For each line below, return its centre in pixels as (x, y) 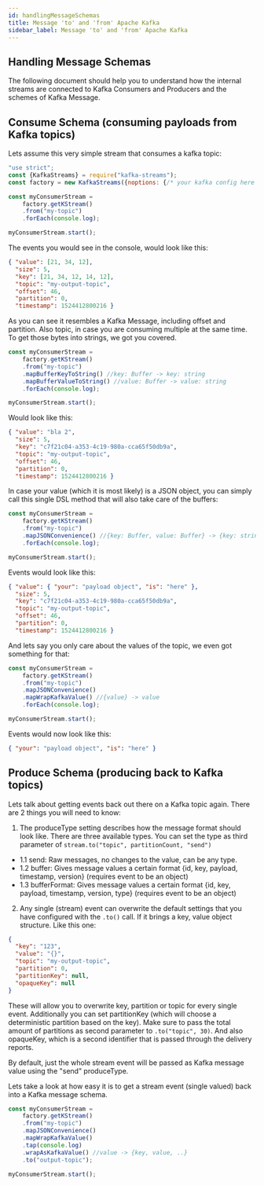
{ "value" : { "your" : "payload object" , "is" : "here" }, (103, 586)
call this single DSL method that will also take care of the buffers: (113, 499)
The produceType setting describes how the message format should (130, 828)
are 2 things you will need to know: (65, 812)
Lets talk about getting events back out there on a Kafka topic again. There (129, 804)
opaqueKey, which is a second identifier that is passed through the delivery (130, 1039)
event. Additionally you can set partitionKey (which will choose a (112, 1014)
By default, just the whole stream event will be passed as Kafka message (126, 1063)
